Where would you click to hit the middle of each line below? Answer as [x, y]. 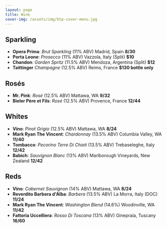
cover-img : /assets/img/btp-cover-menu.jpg [51, 19]
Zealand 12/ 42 [28, 161]
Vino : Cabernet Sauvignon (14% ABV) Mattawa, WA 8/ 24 [72, 188]
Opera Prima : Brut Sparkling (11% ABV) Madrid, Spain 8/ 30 [74, 52]
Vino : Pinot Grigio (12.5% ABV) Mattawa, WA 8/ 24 [64, 129]
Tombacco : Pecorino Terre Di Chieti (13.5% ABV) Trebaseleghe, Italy [83, 145]
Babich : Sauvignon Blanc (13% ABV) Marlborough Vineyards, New [81, 155]
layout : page [19, 10]
